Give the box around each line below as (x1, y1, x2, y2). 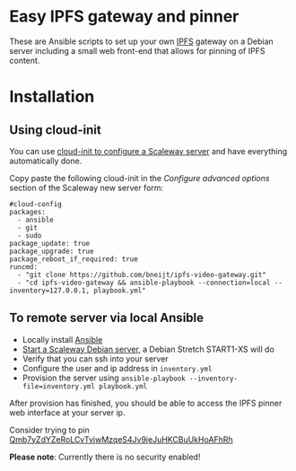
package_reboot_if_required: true (9, 254, 139, 264)
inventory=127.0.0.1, (9, 285, 91, 295)
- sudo (17, 231, 42, 240)
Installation (9, 87, 95, 107)
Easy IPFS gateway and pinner (9, 6, 239, 27)
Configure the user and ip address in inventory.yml (22, 362, 213, 373)
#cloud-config (9, 199, 63, 208)
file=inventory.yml (22, 381, 96, 391)
